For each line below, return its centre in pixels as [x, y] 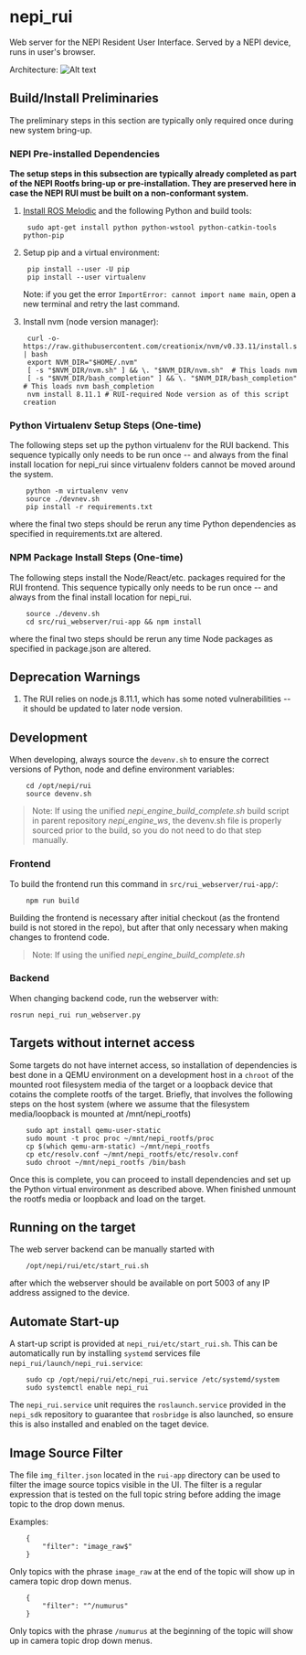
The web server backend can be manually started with [112, 1249]
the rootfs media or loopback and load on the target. [108, 1199]
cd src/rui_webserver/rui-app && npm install [114, 622]
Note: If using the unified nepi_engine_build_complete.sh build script [160, 811]
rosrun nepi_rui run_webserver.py [75, 1015]
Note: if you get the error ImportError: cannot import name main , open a [159, 294]
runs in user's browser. [53, 51]
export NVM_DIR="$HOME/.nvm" [83, 363]
